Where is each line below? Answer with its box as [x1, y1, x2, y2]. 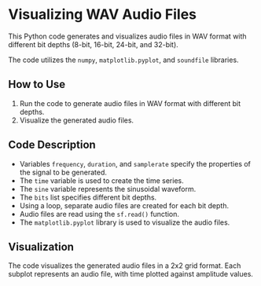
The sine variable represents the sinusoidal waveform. [19, 184, 197, 193]
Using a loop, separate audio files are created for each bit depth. [19, 200, 230, 210]
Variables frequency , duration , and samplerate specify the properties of [19, 159, 252, 168]
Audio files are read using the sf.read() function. [19, 209, 179, 218]
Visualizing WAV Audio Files [8, 5, 197, 24]
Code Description [8, 138, 96, 152]
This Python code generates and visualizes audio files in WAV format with [8, 31, 247, 41]
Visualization [8, 240, 75, 253]
